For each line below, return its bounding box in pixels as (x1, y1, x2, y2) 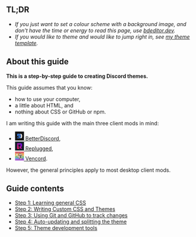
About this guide (6, 56, 69, 67)
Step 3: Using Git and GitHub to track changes (14, 212, 128, 219)
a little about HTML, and (14, 102, 74, 109)
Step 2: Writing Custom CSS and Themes (14, 206, 115, 213)
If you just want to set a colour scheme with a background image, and (14, 20, 187, 27)
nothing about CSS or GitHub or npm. (14, 108, 107, 115)
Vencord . (25, 154, 48, 162)
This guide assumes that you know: (6, 84, 93, 91)
